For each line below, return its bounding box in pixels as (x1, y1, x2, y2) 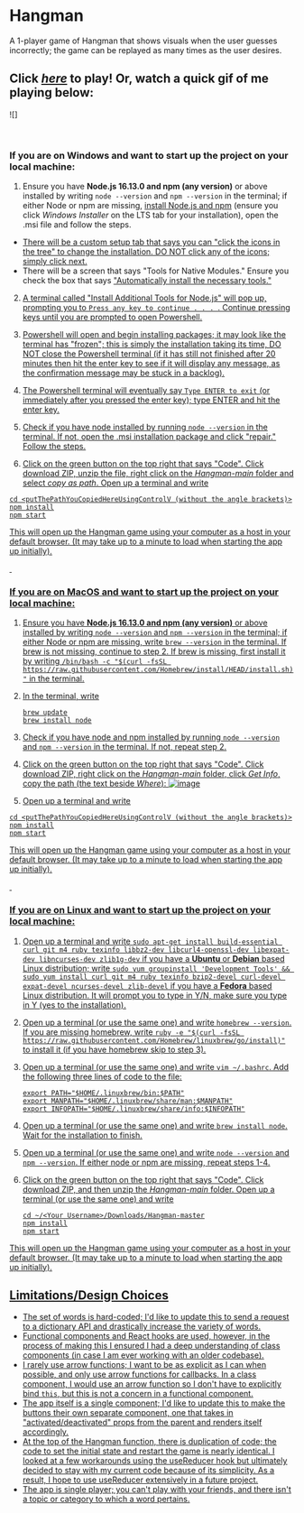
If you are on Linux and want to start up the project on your (9, 904, 272, 917)
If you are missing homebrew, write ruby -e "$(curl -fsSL (22, 1026, 241, 1038)
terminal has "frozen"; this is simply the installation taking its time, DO (22, 339, 281, 350)
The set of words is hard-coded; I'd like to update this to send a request (22, 1312, 290, 1323)
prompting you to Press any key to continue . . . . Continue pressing (22, 302, 290, 313)
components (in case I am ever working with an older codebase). (22, 1350, 264, 1361)
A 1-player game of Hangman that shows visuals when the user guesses (9, 35, 278, 46)
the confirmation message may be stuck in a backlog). (22, 367, 226, 379)
